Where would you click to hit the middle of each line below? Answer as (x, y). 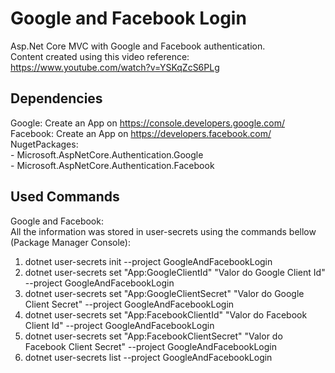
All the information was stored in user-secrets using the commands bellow (163, 231)
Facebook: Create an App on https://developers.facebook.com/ (141, 133)
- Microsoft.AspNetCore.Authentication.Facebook (112, 165)
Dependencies (56, 98)
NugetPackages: (44, 144)
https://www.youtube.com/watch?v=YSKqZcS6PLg (115, 67)
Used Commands (65, 197)
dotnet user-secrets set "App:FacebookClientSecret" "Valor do (153, 336)
